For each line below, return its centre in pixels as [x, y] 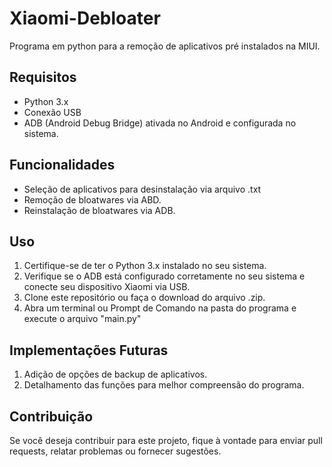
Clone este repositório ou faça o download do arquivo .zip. [144, 298]
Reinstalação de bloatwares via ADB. [99, 210]
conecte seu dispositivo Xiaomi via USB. [107, 287]
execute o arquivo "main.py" [82, 319]
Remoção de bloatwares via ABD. [92, 199]
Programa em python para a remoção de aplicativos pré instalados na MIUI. [165, 46]
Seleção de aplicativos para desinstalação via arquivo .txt [142, 189]
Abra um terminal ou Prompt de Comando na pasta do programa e [160, 308]
